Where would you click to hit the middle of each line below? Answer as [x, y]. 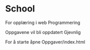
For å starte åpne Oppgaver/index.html [45, 42]
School [20, 9]
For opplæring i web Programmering [43, 22]
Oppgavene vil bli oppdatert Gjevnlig [43, 32]
